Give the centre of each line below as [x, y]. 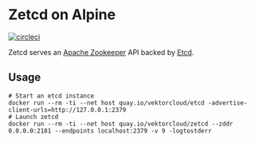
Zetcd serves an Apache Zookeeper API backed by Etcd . [101, 52]
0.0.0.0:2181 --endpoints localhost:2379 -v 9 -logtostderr [110, 131]
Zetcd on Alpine [62, 15]
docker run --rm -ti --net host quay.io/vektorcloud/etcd [106, 103]
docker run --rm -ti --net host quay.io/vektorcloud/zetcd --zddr [121, 124]
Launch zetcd [37, 117]
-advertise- [228, 103]
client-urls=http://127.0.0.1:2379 [67, 109]
